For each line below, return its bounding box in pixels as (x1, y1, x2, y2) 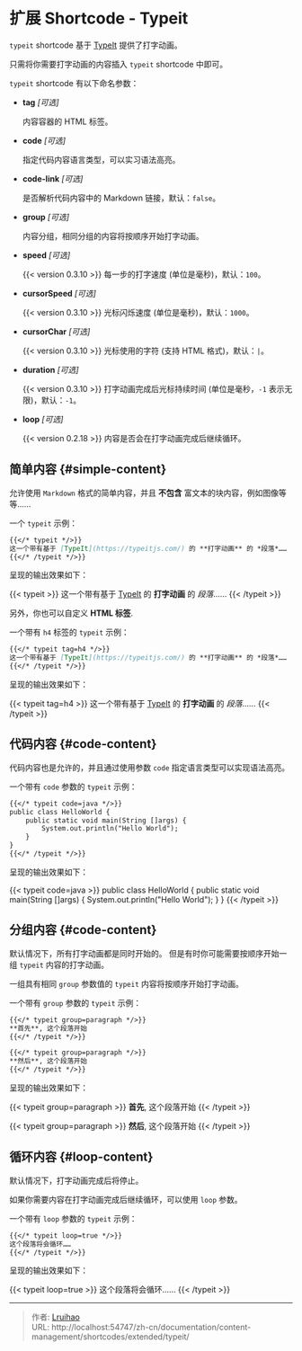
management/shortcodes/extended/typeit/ (31, 1331, 191, 1342)
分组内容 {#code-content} (9, 922, 157, 938)
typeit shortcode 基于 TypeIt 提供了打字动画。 (9, 40, 182, 50)
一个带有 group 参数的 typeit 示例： (9, 997, 142, 1008)
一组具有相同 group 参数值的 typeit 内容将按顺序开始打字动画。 (9, 978, 244, 989)
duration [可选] (22, 364, 79, 375)
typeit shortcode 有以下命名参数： (9, 77, 139, 88)
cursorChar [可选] (22, 325, 91, 337)
